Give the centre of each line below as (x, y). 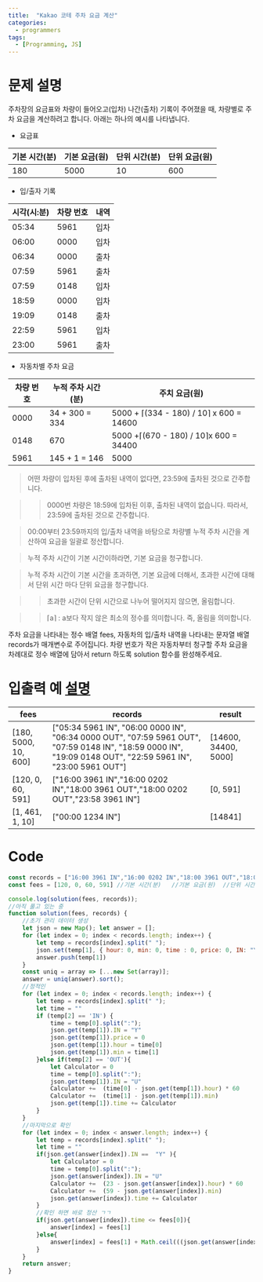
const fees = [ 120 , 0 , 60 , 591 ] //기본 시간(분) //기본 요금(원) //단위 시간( (133, 885)
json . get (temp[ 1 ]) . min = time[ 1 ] (104, 1053)
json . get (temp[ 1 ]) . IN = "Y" (96, 1030)
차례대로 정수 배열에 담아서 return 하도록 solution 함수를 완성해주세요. (115, 654)
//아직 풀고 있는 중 (36, 906)
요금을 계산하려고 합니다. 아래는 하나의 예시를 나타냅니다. (103, 119)
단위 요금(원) (190, 157)
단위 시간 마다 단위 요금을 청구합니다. (92, 585)
